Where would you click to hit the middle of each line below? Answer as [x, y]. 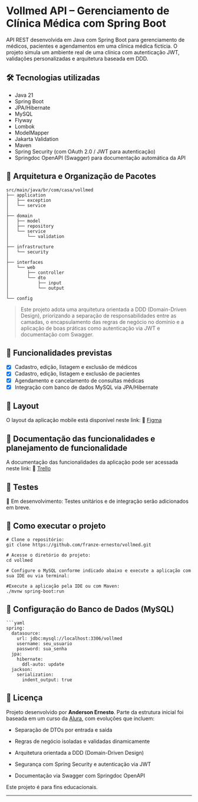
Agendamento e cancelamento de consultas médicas [79, 380]
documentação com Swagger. [57, 334]
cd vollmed [19, 560]
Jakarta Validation [37, 139]
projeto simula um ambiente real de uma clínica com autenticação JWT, [93, 52]
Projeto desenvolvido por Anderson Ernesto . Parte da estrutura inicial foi [95, 712]
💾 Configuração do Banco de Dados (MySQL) [90, 609]
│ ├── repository [30, 226]
